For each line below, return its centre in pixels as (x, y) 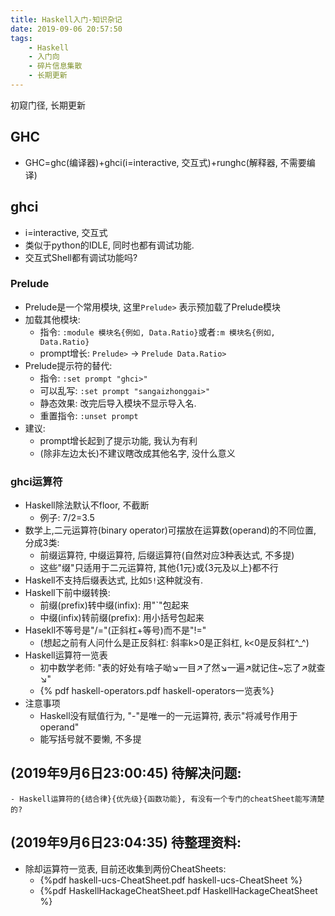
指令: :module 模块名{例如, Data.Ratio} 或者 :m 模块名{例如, (157, 332)
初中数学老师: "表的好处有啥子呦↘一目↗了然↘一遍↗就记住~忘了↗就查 (182, 668)
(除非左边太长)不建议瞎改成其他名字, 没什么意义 (137, 453)
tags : (21, 38)
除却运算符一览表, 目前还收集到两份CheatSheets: (125, 868)
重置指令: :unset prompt (89, 415)
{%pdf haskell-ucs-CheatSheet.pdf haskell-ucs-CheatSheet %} (171, 880)
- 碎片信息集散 (55, 66)
